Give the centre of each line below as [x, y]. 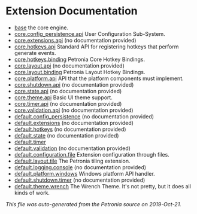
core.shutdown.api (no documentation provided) [74, 84]
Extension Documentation [72, 11]
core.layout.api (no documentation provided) [69, 65]
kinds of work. [32, 192]
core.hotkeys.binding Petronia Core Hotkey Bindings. [79, 59]
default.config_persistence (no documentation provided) [84, 116]
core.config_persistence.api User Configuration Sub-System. [90, 33]
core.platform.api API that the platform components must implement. [99, 78]
